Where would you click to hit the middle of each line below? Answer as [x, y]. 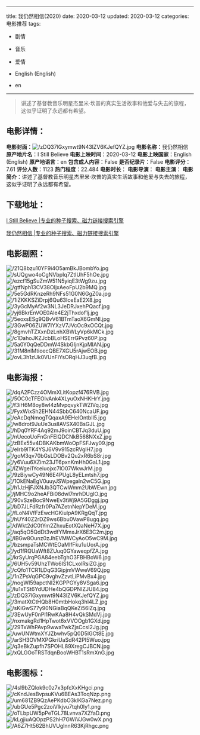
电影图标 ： [26, 673]
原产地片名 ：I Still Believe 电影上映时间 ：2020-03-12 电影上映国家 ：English [99, 154]
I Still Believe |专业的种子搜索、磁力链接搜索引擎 [65, 220]
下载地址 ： [26, 205]
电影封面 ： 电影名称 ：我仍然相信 [97, 146]
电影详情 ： [26, 131]
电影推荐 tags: [24, 24]
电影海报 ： [26, 377]
